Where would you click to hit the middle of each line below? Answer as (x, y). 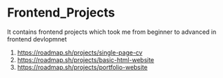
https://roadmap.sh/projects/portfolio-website (82, 67)
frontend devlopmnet (37, 39)
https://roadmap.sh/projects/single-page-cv (80, 52)
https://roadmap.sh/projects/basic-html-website (86, 59)
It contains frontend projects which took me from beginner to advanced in (112, 32)
